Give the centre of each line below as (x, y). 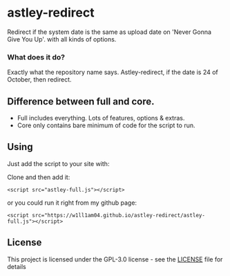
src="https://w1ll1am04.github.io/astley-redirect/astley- (119, 215)
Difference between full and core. (81, 101)
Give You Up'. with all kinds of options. (62, 39)
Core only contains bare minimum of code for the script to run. (106, 125)
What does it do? (36, 57)
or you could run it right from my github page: (72, 203)
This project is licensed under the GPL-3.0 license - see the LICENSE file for (115, 259)
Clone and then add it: (39, 177)
